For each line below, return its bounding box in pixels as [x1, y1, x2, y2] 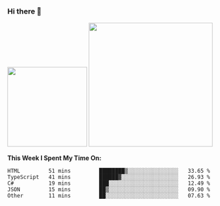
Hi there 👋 [7, 6, 42, 16]
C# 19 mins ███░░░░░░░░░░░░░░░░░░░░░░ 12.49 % [7, 180, 211, 187]
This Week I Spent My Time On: [7, 154, 102, 162]
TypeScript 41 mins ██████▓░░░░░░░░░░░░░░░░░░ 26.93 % [7, 173, 211, 181]
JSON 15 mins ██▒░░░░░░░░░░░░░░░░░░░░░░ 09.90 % [7, 186, 211, 193]
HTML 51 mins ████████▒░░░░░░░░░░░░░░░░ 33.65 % [7, 168, 211, 175]
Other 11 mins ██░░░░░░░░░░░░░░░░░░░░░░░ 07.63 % [7, 193, 211, 200]
